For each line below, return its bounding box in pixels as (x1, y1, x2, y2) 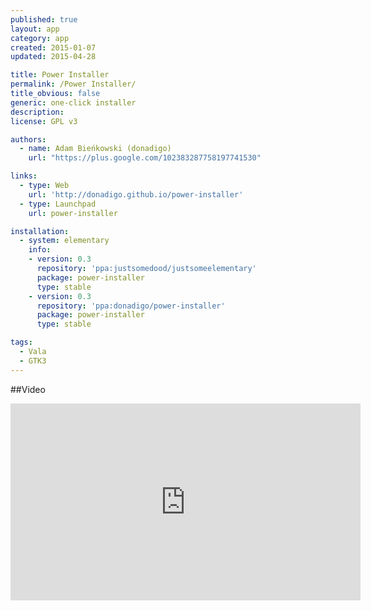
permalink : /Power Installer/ (10, 79, 137, 90)
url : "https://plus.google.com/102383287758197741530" (28, 153, 262, 163)
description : (10, 107, 65, 117)
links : (10, 171, 38, 181)
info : (28, 245, 52, 255)
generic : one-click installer (10, 97, 137, 108)
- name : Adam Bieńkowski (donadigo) (19, 144, 172, 154)
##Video (10, 383, 46, 395)
